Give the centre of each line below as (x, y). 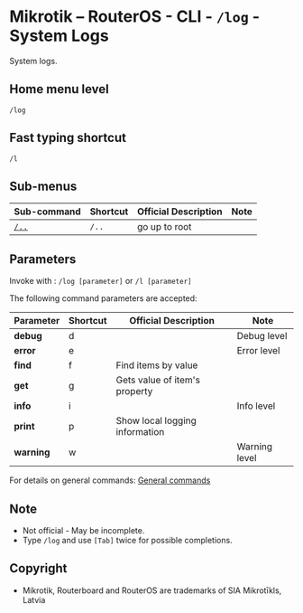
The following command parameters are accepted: (103, 298)
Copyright (38, 568)
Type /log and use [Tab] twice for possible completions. (127, 540)
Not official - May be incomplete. (83, 530)
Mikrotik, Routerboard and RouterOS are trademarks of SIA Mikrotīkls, (152, 590)
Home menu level (60, 89)
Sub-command (47, 212)
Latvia (34, 599)
